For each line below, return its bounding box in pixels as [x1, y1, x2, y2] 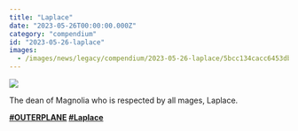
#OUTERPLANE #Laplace [9, 112, 104, 122]
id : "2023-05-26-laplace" [9, 37, 105, 47]
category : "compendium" [9, 29, 98, 38]
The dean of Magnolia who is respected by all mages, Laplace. [9, 95, 239, 105]
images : [9, 46, 38, 55]
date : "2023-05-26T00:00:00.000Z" [9, 21, 137, 30]
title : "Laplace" [9, 12, 74, 22]
